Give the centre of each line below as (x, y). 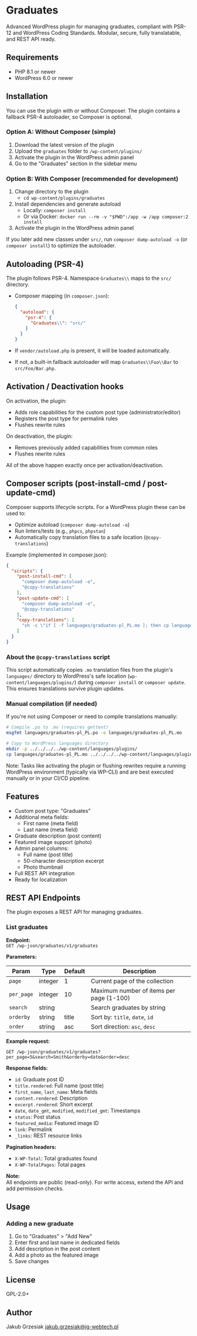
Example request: (28, 1041)
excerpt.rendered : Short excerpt (53, 1104)
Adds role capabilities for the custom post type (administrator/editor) (97, 412)
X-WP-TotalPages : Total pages (50, 1164)
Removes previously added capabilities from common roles (86, 447)
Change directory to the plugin (52, 192)
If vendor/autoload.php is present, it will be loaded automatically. (92, 351)
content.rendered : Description (51, 1098)
